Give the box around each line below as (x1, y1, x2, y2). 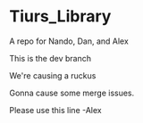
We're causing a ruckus (9, 70, 97, 81)
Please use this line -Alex (9, 104, 102, 115)
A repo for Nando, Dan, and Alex (9, 36, 130, 46)
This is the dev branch (9, 53, 92, 63)
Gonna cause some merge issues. (9, 87, 135, 98)
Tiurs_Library (9, 6, 112, 27)
